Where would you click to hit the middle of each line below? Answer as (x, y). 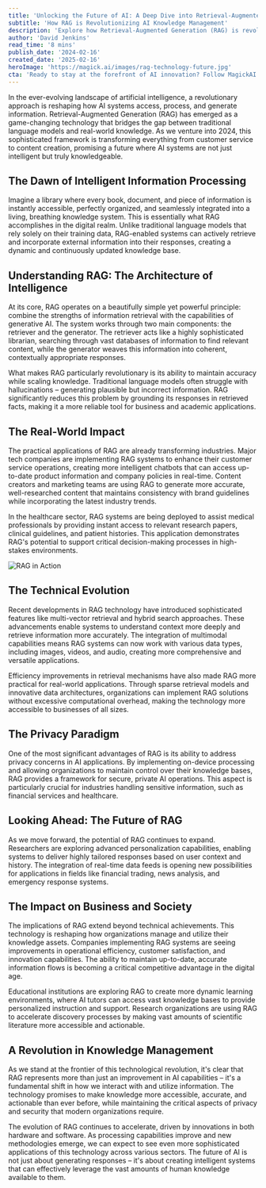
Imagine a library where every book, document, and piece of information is (130, 200)
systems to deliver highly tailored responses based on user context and (125, 857)
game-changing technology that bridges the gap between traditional (120, 122)
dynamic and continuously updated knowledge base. (95, 251)
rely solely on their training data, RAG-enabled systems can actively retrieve (132, 234)
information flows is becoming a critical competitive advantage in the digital (131, 968)
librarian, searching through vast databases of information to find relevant (129, 341)
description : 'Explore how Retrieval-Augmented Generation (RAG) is (123, 30)
